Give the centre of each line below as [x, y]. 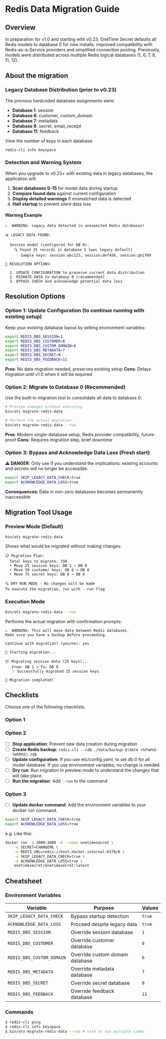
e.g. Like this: [19, 834]
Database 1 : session [33, 110]
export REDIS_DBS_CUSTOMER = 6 [35, 341]
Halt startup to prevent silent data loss [52, 204]
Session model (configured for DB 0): [50, 245]
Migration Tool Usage [39, 513]
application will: [21, 179]
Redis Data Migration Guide [62, 9]
